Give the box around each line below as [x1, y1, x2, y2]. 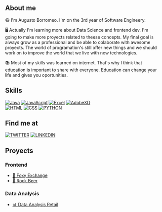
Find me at [5, 119, 38, 127]
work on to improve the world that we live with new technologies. [5, 49, 138, 56]
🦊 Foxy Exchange [12, 172, 48, 178]
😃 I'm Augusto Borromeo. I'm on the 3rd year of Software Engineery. [5, 17, 146, 23]
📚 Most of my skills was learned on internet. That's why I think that [5, 59, 142, 66]
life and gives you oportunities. [5, 72, 68, 78]
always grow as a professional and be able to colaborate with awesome [5, 39, 151, 45]
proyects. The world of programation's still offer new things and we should [5, 44, 157, 50]
